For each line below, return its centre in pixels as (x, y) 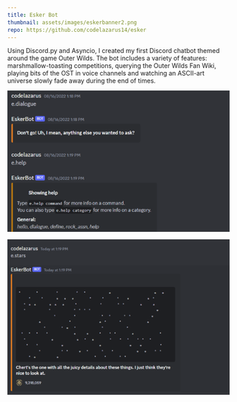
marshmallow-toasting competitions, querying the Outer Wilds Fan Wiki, (112, 66)
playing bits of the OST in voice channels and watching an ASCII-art (106, 73)
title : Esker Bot (33, 15)
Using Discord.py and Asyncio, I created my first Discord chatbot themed (114, 51)
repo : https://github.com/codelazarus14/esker (77, 30)
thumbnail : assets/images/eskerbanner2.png (72, 22)
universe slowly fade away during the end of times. (82, 81)
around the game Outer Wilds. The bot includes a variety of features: (107, 58)
